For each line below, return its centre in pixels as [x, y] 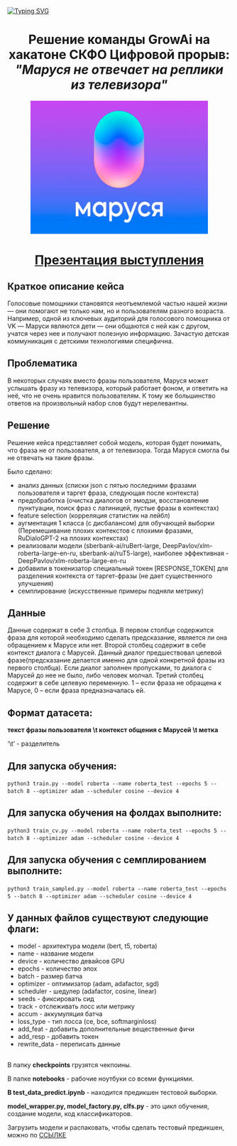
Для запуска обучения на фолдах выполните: [115, 813]
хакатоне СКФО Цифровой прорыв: [119, 55]
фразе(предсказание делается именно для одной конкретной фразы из [116, 660]
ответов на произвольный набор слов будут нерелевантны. [98, 403]
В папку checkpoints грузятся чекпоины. [70, 1064]
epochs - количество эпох [57, 968]
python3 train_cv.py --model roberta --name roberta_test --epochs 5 [112, 831]
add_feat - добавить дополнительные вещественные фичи [106, 1029]
